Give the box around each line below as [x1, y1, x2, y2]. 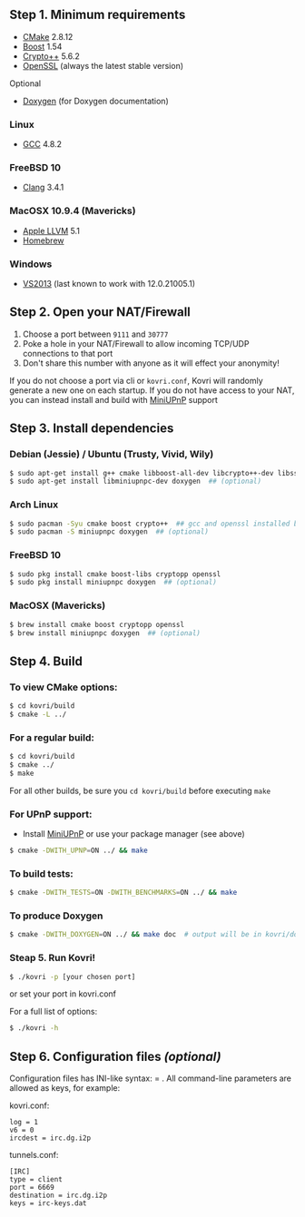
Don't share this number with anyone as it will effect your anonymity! [22, 358, 280, 368]
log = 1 [9, 1118, 39, 1127]
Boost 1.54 [22, 41, 63, 52]
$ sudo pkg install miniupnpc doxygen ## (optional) [9, 578, 218, 587]
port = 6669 [9, 1183, 54, 1192]
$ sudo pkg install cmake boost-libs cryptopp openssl [9, 569, 221, 579]
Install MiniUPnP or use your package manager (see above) [22, 829, 245, 839]
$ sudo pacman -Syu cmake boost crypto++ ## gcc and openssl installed [9, 519, 290, 528]
